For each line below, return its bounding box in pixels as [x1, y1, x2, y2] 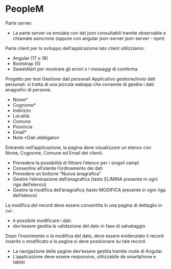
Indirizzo [12, 107, 32, 113]
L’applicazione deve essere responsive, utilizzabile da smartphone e [12, 253, 156, 259]
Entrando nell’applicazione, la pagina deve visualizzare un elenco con [5, 144, 152, 151]
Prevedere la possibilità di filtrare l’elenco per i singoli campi [12, 159, 139, 166]
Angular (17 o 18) [12, 55, 48, 61]
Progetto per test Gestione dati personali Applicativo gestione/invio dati [5, 76, 156, 82]
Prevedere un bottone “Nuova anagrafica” [12, 170, 101, 177]
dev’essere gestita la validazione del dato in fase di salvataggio [12, 223, 145, 229]
